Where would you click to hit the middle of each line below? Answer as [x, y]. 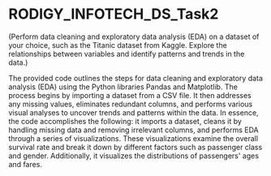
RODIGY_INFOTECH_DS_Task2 [114, 14]
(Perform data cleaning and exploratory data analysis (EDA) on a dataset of [134, 36]
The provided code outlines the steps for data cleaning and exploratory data [136, 78]
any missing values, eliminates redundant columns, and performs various [131, 104]
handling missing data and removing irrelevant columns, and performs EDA [133, 130]
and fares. [26, 164]
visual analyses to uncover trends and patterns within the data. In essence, [133, 112]
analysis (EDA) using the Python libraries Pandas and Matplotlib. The [123, 87]
